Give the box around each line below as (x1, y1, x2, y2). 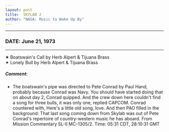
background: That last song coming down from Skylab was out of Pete (12, 110, 159, 116)
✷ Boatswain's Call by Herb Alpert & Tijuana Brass (5, 54, 110, 60)
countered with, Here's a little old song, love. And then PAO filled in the (12, 105, 159, 111)
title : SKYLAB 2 (5, 12, 42, 17)
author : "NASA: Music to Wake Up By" (5, 17, 84, 22)
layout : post (5, 7, 33, 13)
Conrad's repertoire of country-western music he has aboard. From (12, 115, 152, 121)
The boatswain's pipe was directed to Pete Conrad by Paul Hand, (12, 83, 148, 89)
